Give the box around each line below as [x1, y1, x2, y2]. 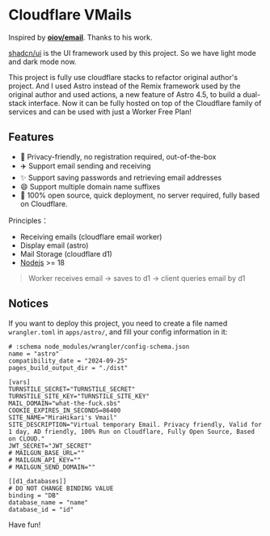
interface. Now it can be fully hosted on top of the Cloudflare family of [27, 98, 262, 108]
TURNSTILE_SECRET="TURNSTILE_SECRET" [8, 385, 136, 393]
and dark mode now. [8, 57, 77, 66]
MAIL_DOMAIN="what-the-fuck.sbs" [8, 399, 121, 407]
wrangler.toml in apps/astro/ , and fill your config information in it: [8, 326, 228, 337]
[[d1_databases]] [8, 477, 67, 485]
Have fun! [8, 520, 41, 530]
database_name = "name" [8, 498, 89, 507]
